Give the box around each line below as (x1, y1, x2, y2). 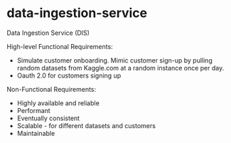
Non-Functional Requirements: (6, 85, 97, 93)
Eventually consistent (16, 114, 80, 122)
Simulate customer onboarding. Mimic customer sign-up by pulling (16, 55, 213, 65)
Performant (16, 106, 50, 115)
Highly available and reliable (16, 98, 100, 107)
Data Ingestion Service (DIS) (6, 28, 90, 37)
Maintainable (16, 129, 55, 137)
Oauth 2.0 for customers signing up (16, 71, 122, 80)
